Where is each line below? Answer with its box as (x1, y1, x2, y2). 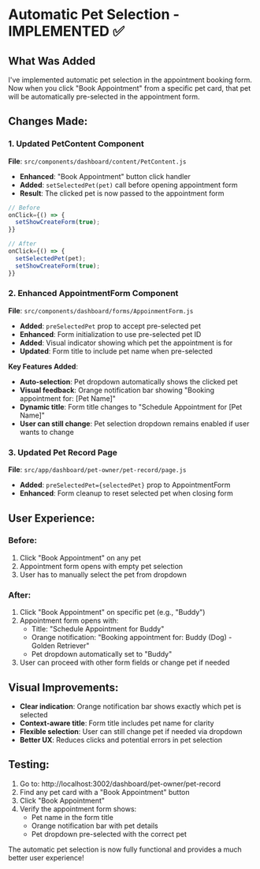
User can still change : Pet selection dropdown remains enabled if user (19, 418, 250, 428)
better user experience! (8, 852, 84, 862)
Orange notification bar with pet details (31, 821, 159, 830)
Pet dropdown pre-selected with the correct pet (31, 829, 188, 838)
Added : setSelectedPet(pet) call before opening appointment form (19, 180, 238, 189)
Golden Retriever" (31, 641, 90, 650)
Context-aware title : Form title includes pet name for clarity (19, 718, 214, 728)
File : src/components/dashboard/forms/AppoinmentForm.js (8, 305, 194, 315)
